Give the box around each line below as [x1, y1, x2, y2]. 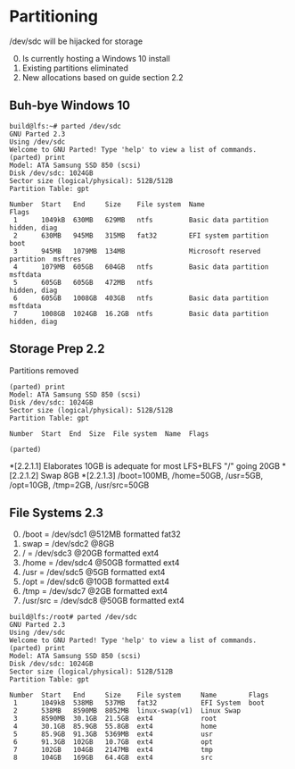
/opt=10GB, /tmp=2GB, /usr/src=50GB [9, 480, 150, 490]
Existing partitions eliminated [21, 63, 129, 73]
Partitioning [9, 6, 98, 27]
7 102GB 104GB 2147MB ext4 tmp [12, 746, 214, 755]
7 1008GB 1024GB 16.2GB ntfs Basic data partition [12, 309, 269, 318]
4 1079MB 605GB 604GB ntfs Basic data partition [12, 262, 269, 272]
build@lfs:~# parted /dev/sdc [9, 121, 122, 130]
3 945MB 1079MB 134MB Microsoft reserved [12, 247, 261, 255]
